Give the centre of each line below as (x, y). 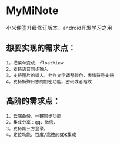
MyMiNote (32, 11)
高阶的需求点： (33, 101)
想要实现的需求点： (41, 48)
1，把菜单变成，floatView (35, 63)
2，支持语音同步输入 (27, 69)
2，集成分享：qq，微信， (32, 122)
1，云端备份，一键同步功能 (34, 116)
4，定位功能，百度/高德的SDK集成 (41, 135)
